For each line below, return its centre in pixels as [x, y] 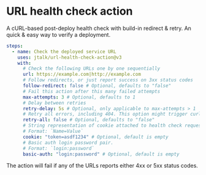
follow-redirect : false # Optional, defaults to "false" [97, 86]
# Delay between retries [54, 103]
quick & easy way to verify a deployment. [59, 34]
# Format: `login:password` [59, 148]
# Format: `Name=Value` [53, 132]
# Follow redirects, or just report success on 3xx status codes [108, 80]
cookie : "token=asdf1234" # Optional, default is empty [95, 137]
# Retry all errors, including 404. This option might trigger [105, 114]
